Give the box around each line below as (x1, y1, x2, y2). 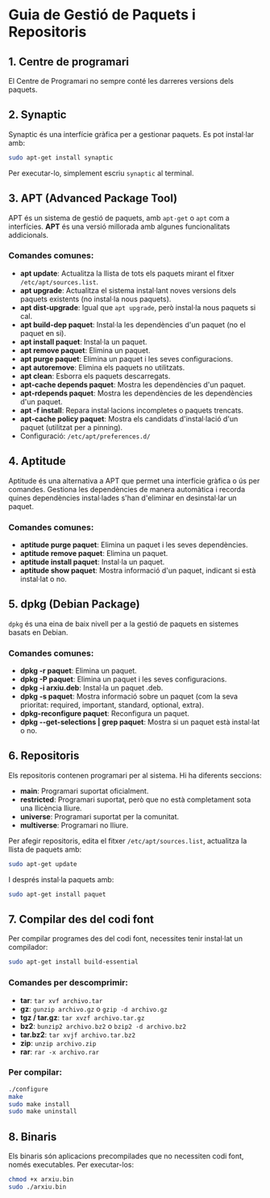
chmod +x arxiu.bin (8, 1175, 74, 1183)
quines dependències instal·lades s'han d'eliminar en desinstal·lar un (8, 493, 237, 503)
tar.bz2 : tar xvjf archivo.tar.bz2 (19, 1030, 135, 1039)
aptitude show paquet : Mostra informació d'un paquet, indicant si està (19, 566, 256, 575)
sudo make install (8, 1100, 70, 1109)
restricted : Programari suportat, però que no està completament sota (19, 794, 251, 804)
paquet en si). (19, 328, 67, 338)
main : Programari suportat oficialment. (19, 786, 149, 795)
